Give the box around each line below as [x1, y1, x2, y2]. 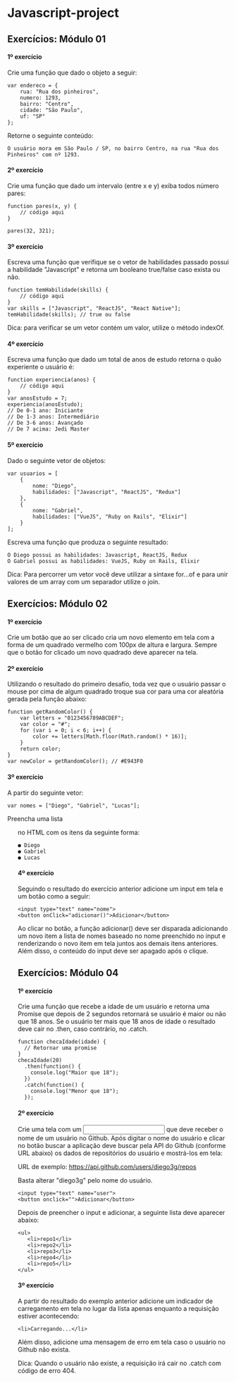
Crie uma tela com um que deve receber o [17, 1125, 223, 1133]
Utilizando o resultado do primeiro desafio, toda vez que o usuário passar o [7, 680, 226, 689]
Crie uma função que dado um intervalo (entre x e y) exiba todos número [7, 181, 220, 190]
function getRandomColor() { [7, 708, 93, 716]
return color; [20, 746, 61, 753]
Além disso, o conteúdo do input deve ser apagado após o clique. [17, 946, 209, 955]
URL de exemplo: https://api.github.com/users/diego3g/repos [17, 1162, 197, 1171]
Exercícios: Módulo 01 [7, 33, 106, 45]
